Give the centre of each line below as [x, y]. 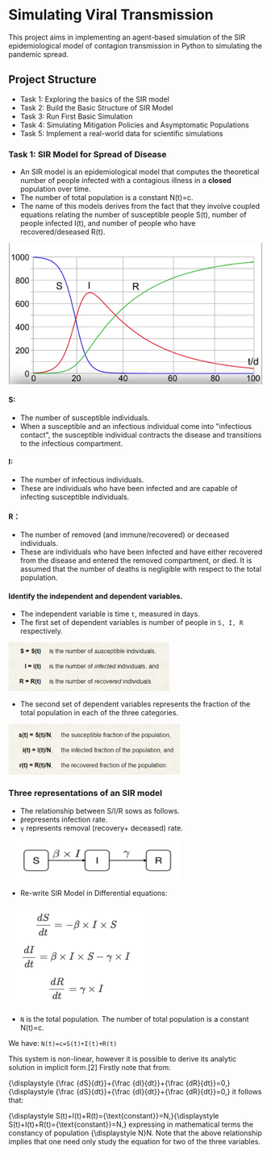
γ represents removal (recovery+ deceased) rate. [102, 827]
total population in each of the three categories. [99, 713]
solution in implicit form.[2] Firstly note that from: [90, 1067]
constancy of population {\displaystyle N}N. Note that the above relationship [135, 1133]
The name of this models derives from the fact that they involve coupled [140, 206]
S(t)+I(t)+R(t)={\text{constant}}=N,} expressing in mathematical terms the [131, 1124]
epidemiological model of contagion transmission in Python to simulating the [135, 45]
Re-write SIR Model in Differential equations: [94, 893]
